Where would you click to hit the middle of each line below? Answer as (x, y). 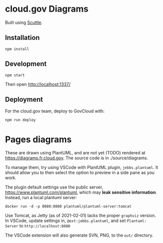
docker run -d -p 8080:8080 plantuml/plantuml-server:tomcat (68, 206)
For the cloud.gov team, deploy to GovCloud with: (55, 111)
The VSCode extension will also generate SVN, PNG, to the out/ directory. (79, 235)
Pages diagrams (38, 139)
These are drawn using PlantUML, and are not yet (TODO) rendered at (75, 153)
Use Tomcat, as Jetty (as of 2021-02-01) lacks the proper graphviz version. (81, 216)
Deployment (24, 99)
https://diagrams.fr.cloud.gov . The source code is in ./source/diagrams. (77, 158)
